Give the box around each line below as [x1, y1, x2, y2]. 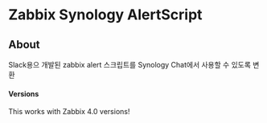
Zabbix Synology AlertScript [8, 6, 203, 24]
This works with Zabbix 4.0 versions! [8, 107, 130, 117]
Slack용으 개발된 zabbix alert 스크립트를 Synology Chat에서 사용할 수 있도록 [8, 60, 252, 69]
